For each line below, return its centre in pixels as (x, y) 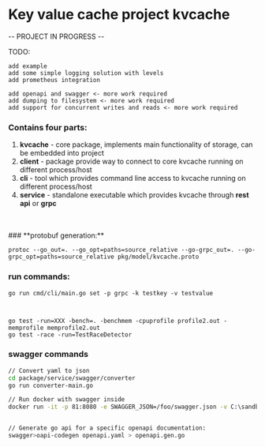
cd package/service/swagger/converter (72, 378)
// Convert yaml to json (49, 370)
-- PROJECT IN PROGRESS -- (56, 36)
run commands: (39, 276)
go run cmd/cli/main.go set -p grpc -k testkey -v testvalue (111, 293)
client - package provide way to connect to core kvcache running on (131, 162)
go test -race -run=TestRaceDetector (70, 334)
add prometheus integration (54, 80)
